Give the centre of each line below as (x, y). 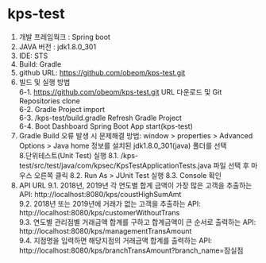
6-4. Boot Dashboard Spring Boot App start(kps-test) (106, 126)
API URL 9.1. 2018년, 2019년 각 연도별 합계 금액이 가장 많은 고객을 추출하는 (135, 185)
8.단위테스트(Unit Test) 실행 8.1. (69, 155)
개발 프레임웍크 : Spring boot (64, 37)
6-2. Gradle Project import (62, 109)
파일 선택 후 (231, 165)
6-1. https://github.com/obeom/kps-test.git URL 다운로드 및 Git (120, 91)
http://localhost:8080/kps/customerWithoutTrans (99, 212)
